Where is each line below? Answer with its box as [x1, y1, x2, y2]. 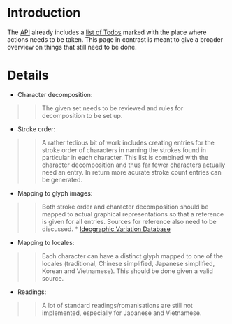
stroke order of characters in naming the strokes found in [41, 145, 207, 154]
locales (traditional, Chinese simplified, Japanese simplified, [41, 259, 215, 267]
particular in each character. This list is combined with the [41, 153, 209, 161]
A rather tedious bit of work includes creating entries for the [41, 138, 215, 147]
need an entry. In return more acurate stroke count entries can [41, 168, 222, 176]
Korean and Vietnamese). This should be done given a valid [41, 267, 213, 275]
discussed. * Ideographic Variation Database [41, 225, 171, 233]
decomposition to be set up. [41, 111, 123, 119]
